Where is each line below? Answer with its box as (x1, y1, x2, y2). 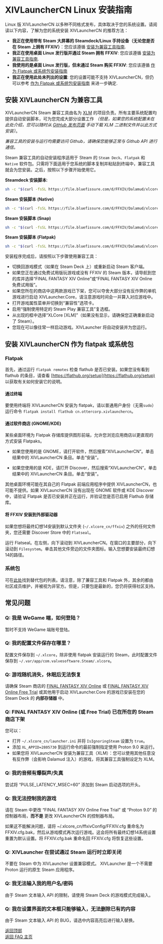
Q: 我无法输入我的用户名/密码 (5, 880, 74, 887)
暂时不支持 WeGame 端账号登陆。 (5, 626, 73, 632)
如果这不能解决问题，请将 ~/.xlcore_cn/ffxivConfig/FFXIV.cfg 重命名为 (5, 824, 144, 829)
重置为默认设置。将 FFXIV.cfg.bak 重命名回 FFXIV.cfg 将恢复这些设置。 (5, 836, 146, 842)
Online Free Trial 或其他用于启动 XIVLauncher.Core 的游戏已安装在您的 (5, 689, 145, 695)
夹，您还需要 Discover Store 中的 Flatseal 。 (5, 529, 94, 535)
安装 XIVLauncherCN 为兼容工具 (5, 96, 103, 104)
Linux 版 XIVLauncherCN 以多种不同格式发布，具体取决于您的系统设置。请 (5, 21, 153, 27)
